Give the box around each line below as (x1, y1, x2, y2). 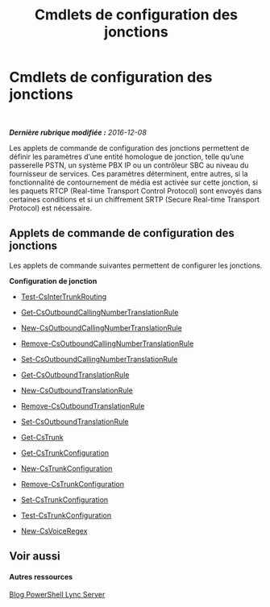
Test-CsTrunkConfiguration (20, 510, 112, 520)
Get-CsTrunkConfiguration (20, 447, 110, 457)
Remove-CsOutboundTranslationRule (20, 401, 145, 410)
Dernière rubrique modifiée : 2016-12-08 (9, 127, 147, 137)
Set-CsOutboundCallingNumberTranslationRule (20, 354, 178, 364)
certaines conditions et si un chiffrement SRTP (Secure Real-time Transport (9, 194, 260, 204)
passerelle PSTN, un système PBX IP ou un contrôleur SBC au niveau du (9, 160, 249, 170)
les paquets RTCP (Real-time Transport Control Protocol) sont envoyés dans (9, 185, 263, 195)
